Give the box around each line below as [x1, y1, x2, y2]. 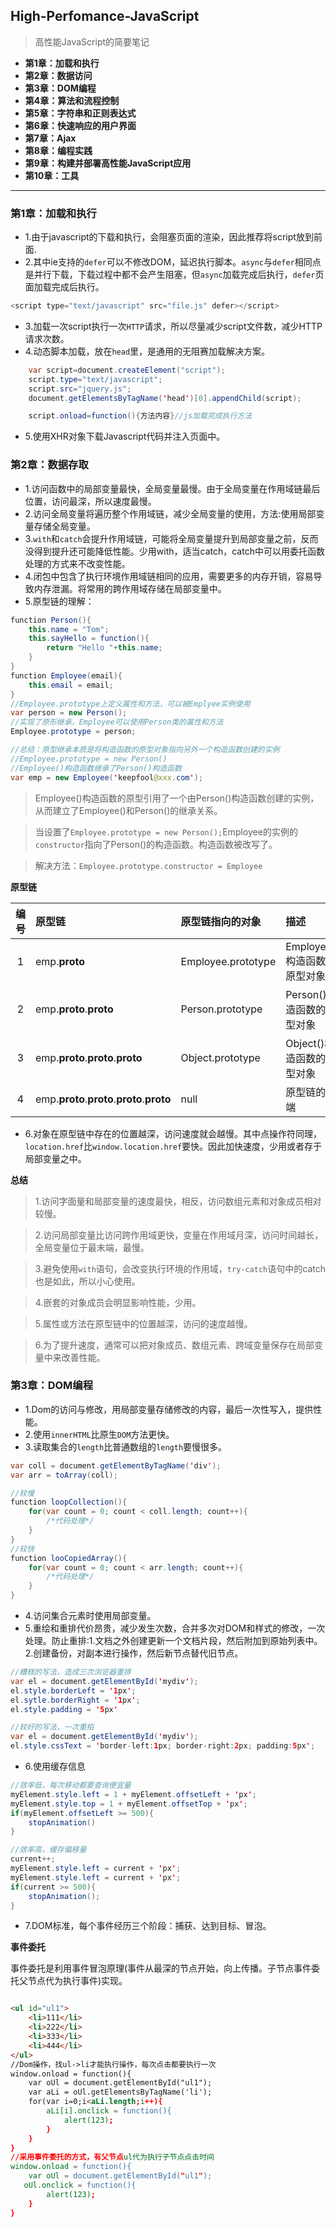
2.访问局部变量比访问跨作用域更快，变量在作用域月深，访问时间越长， [34, 1229, 324, 1241]
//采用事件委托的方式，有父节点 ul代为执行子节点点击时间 [10, 2152, 215, 2163]
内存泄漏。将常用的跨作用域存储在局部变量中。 [33, 582, 227, 594]
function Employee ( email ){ [10, 670, 123, 681]
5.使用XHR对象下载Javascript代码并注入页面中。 [24, 430, 226, 443]
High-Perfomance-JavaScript [10, 8, 200, 25]
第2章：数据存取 [10, 458, 89, 472]
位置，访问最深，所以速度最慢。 [24, 495, 157, 507]
